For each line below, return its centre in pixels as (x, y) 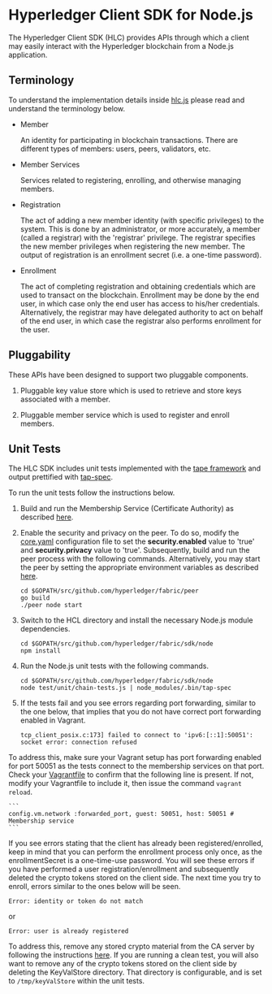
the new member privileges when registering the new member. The (132, 246)
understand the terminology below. (67, 108)
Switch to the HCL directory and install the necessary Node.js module (136, 620)
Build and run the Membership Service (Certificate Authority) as (127, 509)
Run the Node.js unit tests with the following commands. (114, 666)
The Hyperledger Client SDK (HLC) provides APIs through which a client (129, 37)
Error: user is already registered (69, 931)
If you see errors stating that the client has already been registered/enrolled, (136, 844)
